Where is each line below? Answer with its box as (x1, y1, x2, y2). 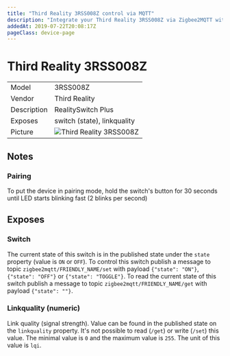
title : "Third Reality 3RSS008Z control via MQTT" (7, 10, 155, 17)
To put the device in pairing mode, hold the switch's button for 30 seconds (7, 187, 218, 195)
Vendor (10, 94, 34, 104)
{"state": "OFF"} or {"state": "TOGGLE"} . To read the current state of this (7, 272, 217, 280)
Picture (10, 128, 34, 137)
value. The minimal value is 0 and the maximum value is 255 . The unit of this (7, 333, 220, 342)
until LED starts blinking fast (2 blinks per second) (7, 193, 148, 202)
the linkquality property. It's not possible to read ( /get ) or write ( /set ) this (7, 327, 219, 335)
